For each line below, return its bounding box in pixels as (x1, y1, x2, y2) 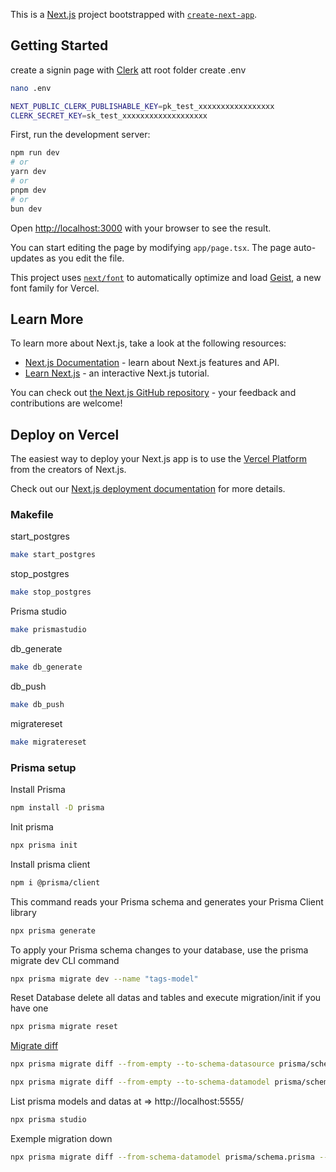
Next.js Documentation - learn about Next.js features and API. (24, 357, 280, 369)
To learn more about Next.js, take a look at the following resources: (10, 337, 287, 349)
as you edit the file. (46, 252, 125, 264)
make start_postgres (10, 550, 97, 560)
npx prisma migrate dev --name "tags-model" (10, 974, 199, 984)
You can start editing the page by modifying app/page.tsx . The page (10, 241, 292, 253)
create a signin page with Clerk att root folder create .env (10, 64, 247, 76)
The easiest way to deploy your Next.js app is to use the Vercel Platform (10, 453, 308, 465)
